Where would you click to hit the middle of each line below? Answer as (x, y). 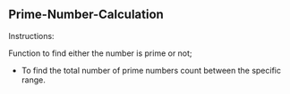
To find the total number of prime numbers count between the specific (151, 70)
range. (33, 80)
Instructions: (31, 35)
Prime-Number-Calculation (86, 15)
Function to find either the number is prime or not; (101, 53)
